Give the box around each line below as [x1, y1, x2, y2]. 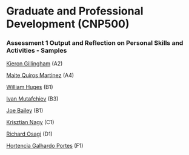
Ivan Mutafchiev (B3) [6, 95, 59, 102]
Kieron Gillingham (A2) [6, 60, 63, 67]
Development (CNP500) [6, 17, 130, 31]
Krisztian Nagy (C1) [6, 119, 55, 126]
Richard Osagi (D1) [6, 130, 53, 137]
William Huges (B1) [6, 84, 53, 91]
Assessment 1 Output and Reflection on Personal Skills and [6, 39, 184, 47]
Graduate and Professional [6, 4, 144, 18]
